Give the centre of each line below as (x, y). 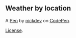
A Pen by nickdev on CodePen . (38, 20)
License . (14, 30)
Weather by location (38, 8)
